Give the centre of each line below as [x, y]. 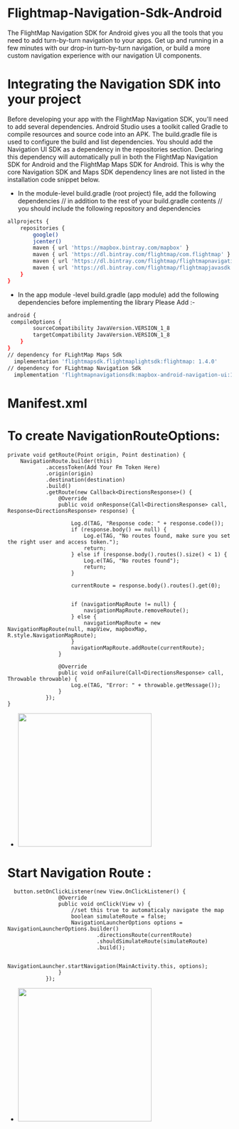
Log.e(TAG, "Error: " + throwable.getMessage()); [146, 685]
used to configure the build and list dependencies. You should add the [110, 142]
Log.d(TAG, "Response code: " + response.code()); [147, 523]
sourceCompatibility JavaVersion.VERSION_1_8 [102, 329]
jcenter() [47, 241]
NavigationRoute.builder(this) [67, 461]
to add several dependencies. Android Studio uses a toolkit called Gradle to [118, 127]
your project [44, 99]
